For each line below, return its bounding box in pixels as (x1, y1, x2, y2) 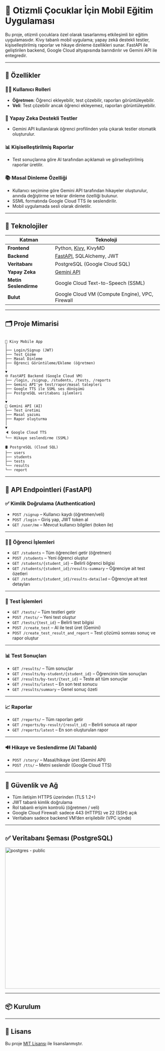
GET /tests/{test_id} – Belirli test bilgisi (12, 619, 94, 626)
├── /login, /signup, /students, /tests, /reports (5, 378, 111, 383)
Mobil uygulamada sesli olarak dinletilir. (12, 203, 92, 209)
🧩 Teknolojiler (5, 221, 48, 230)
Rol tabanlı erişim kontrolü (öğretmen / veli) (12, 804, 100, 810)
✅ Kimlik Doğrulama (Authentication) (5, 500, 96, 507)
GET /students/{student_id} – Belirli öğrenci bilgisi (12, 560, 115, 566)
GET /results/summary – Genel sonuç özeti (12, 686, 98, 692)
